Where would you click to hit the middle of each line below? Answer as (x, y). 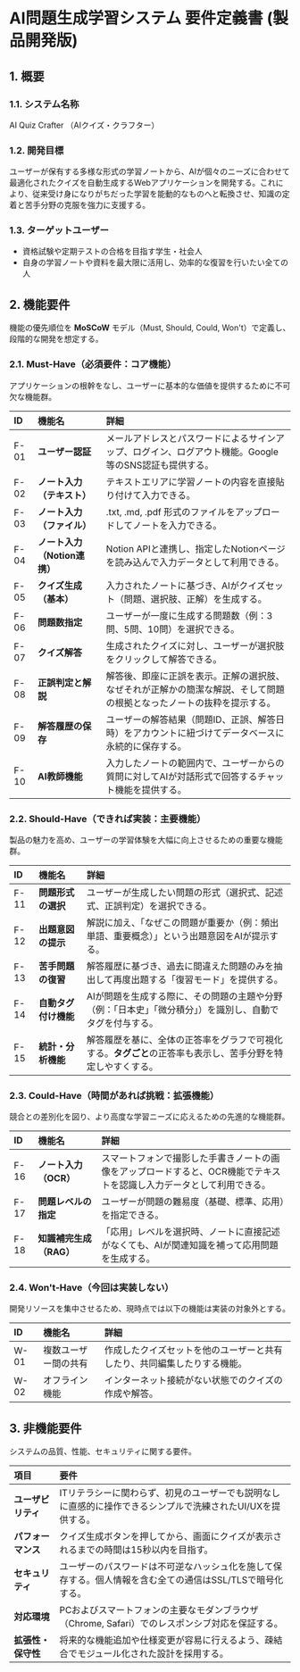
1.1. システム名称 (44, 104)
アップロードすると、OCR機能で (187, 1172)
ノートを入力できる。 (177, 525)
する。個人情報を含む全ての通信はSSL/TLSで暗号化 (176, 1580)
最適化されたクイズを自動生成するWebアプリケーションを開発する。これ (143, 183)
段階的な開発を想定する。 (56, 339)
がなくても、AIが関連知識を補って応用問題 (190, 1245)
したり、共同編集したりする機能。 (175, 1364)
